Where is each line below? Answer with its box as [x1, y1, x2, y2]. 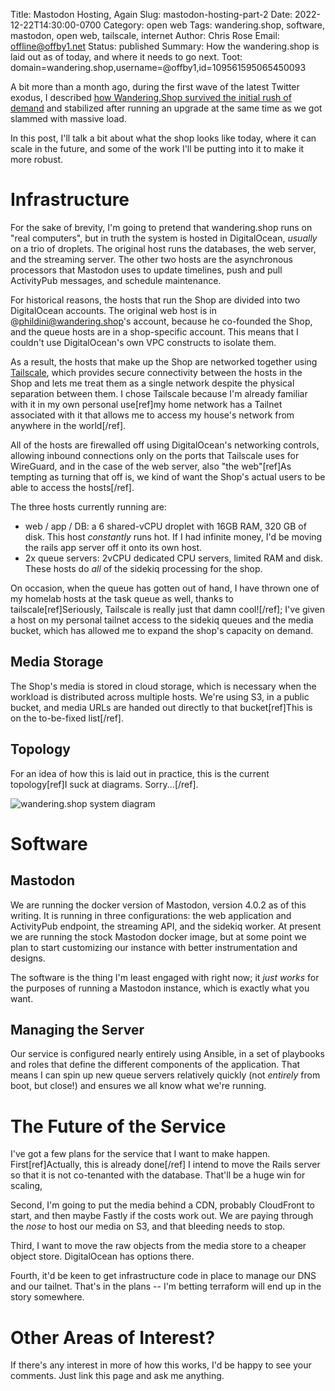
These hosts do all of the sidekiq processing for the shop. [24, 562, 263, 574]
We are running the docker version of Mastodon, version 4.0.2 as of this [10, 899, 307, 911]
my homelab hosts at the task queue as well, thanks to [10, 592, 234, 604]
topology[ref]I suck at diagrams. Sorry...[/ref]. [10, 778, 199, 790]
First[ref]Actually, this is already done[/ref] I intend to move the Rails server [10, 1159, 321, 1171]
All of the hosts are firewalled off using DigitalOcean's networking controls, [10, 439, 320, 451]
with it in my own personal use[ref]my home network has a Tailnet [10, 398, 283, 410]
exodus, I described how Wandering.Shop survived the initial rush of [10, 92, 292, 103]
